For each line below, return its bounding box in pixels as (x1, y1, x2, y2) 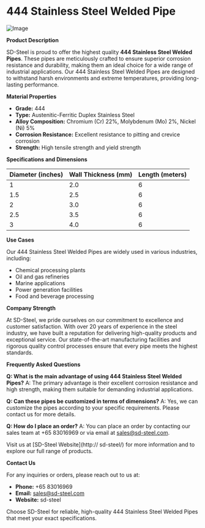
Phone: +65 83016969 (15, 483, 73, 490)
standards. (6, 348, 34, 356)
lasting (6, 81, 23, 88)
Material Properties (6, 93, 57, 100)
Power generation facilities (15, 286, 83, 293)
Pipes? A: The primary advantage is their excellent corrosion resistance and (6, 379, 198, 386)
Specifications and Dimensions (6, 155, 88, 163)
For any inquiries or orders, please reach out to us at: (6, 471, 140, 478)
